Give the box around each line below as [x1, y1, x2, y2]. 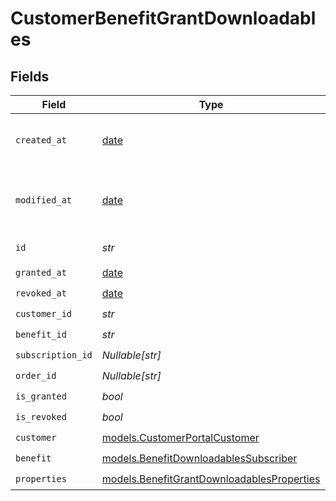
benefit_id [15, 328, 67, 340]
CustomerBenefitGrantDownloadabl [10, 7, 317, 30]
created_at [15, 135, 67, 146]
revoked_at [15, 287, 67, 299]
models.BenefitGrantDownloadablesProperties [101, 472, 321, 486]
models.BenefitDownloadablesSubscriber [101, 451, 298, 465]
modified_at [15, 195, 73, 206]
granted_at [15, 267, 67, 278]
